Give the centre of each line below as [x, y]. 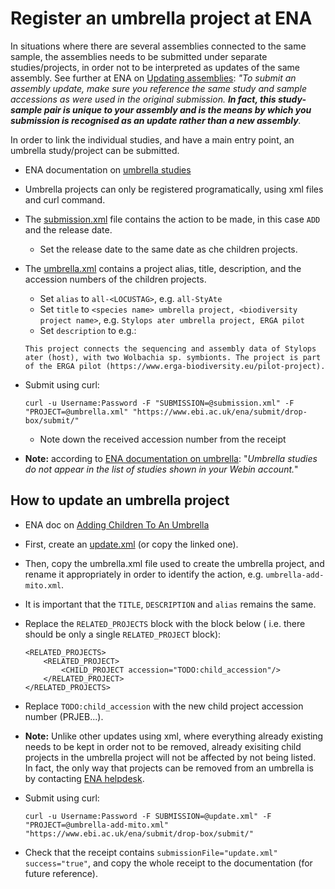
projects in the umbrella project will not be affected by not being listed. [170, 757]
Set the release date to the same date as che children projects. [168, 249]
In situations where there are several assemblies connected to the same [158, 46]
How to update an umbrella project [120, 500]
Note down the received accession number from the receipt [163, 439]
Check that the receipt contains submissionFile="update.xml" [151, 852]
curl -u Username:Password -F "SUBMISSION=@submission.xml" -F [159, 403]
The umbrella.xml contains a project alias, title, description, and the [163, 268]
